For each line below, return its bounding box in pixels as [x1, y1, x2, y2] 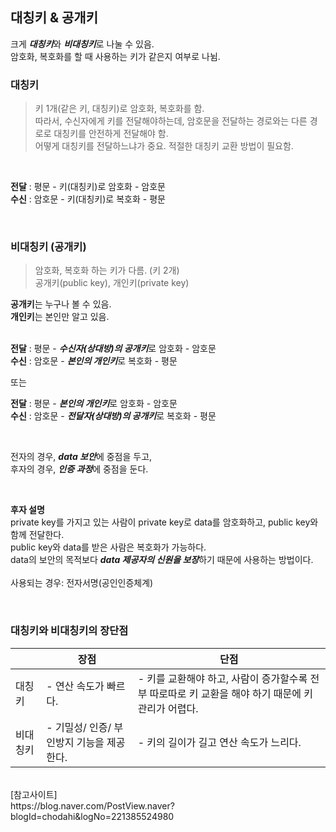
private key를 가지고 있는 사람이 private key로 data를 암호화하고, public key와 [10, 516, 319, 528]
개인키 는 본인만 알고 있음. [10, 311, 110, 323]
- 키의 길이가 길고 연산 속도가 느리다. [137, 735, 302, 749]
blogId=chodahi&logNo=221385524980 [10, 810, 175, 822]
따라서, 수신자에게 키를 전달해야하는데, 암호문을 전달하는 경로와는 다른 [34, 115, 308, 127]
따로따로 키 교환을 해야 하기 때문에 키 [149, 686, 313, 700]
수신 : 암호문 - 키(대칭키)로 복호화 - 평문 [10, 193, 166, 205]
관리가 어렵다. [137, 701, 199, 715]
